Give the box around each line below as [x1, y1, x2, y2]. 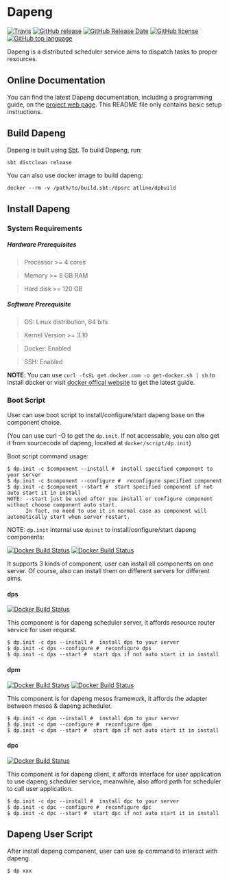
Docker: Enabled [23, 344, 71, 353]
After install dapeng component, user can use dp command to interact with [7, 847, 218, 855]
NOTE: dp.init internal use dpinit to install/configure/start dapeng [7, 526, 197, 534]
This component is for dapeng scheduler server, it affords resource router [7, 618, 216, 627]
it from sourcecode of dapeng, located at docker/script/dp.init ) [7, 439, 192, 447]
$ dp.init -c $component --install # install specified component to [7, 465, 213, 473]
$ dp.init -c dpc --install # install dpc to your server [7, 798, 180, 805]
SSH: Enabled [23, 357, 63, 366]
